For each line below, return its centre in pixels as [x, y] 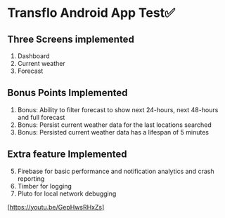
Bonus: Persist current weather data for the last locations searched [115, 125]
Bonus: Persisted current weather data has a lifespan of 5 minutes [113, 132]
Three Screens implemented [71, 39]
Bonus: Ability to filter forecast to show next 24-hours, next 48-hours [118, 109]
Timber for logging [45, 186]
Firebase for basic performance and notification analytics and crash [116, 171]
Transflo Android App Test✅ [91, 13]
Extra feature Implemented [67, 155]
